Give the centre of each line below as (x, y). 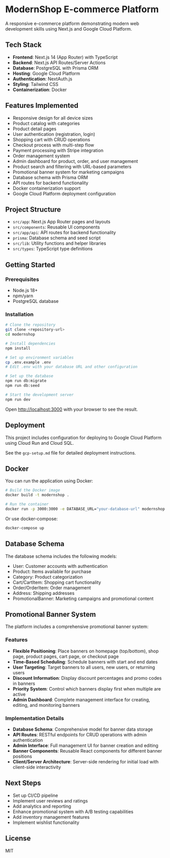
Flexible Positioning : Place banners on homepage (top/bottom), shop (86, 651)
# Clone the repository (31, 325)
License (18, 838)
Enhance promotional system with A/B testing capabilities (73, 811)
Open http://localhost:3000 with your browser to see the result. (72, 409)
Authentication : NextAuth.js (42, 79)
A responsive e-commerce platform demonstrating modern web (72, 23)
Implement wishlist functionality (46, 822)
